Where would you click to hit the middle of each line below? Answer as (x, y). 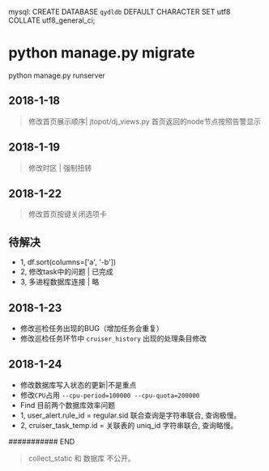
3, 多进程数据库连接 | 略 (60, 282)
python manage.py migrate (102, 53)
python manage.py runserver (57, 75)
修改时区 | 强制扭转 (60, 168)
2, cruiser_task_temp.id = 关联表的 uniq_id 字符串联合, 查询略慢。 (129, 425)
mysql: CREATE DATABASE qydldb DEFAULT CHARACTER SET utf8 (120, 12)
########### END (42, 441)
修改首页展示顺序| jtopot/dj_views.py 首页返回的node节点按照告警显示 (145, 121)
